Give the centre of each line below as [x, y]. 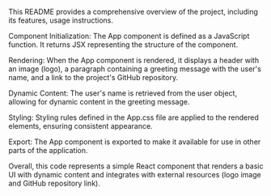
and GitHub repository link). [55, 183]
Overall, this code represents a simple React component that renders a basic [136, 166]
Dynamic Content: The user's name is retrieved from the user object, [123, 93]
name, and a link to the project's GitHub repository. [93, 77]
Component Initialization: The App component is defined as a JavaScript [129, 36]
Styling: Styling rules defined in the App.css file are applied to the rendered [133, 117]
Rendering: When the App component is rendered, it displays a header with [134, 60]
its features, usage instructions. [61, 20]
